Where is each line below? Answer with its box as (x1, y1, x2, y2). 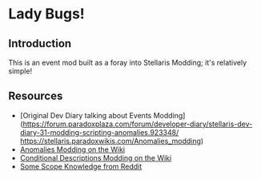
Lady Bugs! (8, 5, 86, 23)
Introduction (8, 37, 72, 50)
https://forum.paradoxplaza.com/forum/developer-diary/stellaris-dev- (22, 119, 253, 129)
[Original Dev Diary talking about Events (19, 110, 152, 120)
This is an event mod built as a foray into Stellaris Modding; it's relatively (8, 58, 247, 67)
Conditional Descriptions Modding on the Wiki (19, 153, 172, 162)
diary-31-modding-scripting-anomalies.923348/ (19, 127, 179, 137)
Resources (8, 89, 63, 103)
